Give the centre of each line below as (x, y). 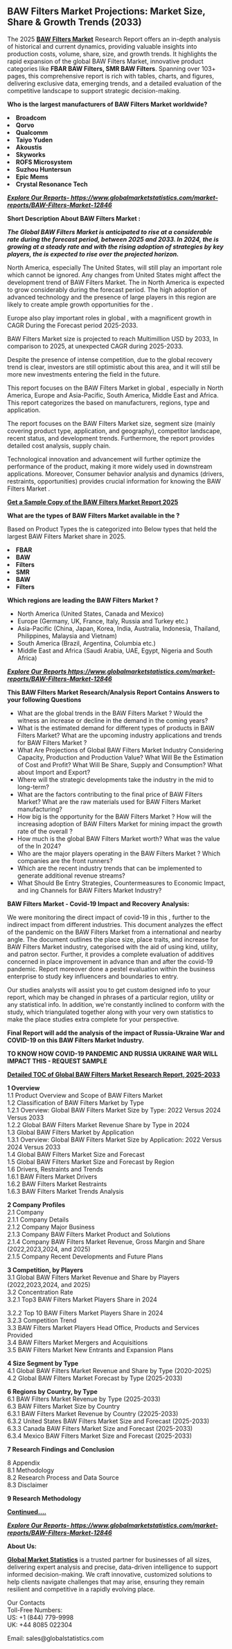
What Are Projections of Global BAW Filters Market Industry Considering (120, 750)
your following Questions (44, 699)
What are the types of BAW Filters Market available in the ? (93, 515)
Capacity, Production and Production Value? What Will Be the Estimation (120, 757)
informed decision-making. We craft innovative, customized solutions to (110, 1574)
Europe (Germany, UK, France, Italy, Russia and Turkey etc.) (103, 621)
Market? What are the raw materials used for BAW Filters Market (109, 801)
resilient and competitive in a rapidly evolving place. (81, 1589)
